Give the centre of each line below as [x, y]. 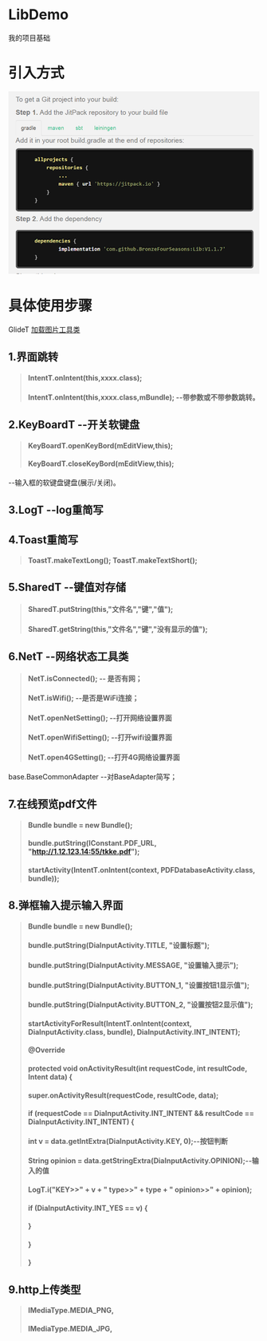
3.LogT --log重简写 [56, 510]
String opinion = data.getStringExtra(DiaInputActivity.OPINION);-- [140, 1161]
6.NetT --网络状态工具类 [69, 657]
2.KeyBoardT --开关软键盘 [74, 424]
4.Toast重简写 [43, 540]
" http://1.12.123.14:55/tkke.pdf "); [84, 852]
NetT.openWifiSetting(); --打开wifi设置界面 [100, 738]
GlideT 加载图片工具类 [44, 329]
